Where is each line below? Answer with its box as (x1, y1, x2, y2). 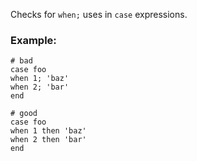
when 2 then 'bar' (10, 135, 87, 145)
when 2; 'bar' (10, 82, 70, 93)
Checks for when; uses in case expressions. (10, 9, 188, 20)
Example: (10, 33, 57, 47)
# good (10, 109, 38, 119)
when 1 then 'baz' (10, 126, 87, 136)
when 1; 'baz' (10, 74, 70, 84)
